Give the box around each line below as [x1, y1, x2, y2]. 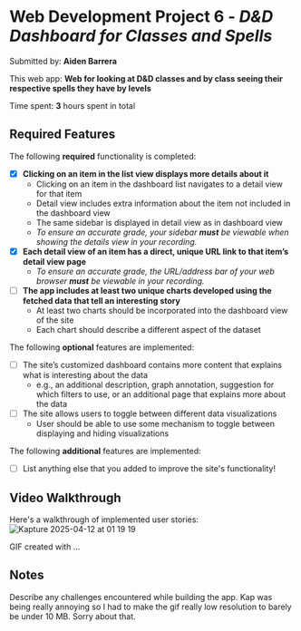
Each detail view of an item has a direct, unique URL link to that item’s [22, 246, 289, 257]
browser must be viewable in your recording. [35, 275, 205, 286]
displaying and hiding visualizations [35, 428, 170, 439]
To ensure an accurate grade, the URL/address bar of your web [35, 266, 275, 277]
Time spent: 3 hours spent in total [9, 100, 136, 111]
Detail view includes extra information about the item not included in [35, 198, 291, 209]
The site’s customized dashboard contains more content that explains [22, 359, 283, 370]
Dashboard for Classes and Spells [9, 25, 273, 46]
